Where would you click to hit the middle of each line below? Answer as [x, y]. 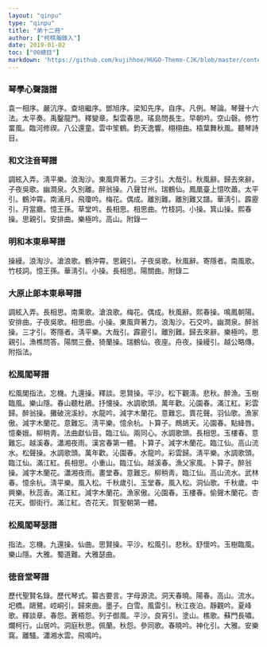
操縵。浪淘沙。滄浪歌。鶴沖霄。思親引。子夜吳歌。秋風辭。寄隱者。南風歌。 [133, 260]
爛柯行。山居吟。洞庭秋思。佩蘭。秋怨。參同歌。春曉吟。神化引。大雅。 [126, 625]
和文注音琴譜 [33, 161]
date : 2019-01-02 [37, 45]
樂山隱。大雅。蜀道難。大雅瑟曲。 [64, 554]
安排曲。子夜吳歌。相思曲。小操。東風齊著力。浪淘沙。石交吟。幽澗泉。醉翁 [133, 322]
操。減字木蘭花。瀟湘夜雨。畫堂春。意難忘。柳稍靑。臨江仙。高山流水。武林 [133, 473]
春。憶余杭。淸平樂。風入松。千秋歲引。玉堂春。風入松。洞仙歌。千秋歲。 [130, 483]
